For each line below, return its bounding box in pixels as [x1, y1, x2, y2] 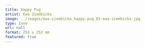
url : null [5, 25, 26, 30]
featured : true [5, 35, 37, 40]
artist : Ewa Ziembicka [5, 12, 52, 17]
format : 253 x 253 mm [5, 30, 50, 35]
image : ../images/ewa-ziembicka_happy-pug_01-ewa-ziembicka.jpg [5, 16, 141, 21]
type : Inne [5, 21, 28, 26]
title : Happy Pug [5, 7, 41, 12]
